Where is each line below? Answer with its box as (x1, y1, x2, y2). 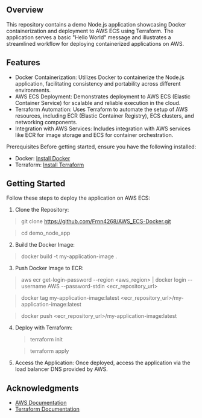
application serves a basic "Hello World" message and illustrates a (6, 33, 171, 41)
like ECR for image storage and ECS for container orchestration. (14, 131, 174, 138)
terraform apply (30, 347, 69, 355)
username (21, 283, 46, 290)
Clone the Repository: (14, 206, 69, 214)
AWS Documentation (14, 399, 67, 407)
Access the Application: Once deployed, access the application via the (14, 359, 191, 367)
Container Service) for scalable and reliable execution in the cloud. (14, 99, 181, 106)
